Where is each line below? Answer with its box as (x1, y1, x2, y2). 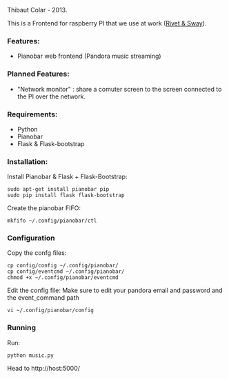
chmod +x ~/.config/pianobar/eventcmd (7, 274, 119, 281)
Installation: (7, 156, 48, 166)
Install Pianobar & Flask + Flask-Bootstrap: (7, 172, 128, 181)
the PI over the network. (17, 92, 86, 101)
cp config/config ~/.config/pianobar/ (7, 262, 119, 269)
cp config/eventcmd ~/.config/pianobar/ (7, 268, 126, 275)
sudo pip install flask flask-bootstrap (7, 192, 126, 199)
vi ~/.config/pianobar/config (7, 307, 94, 314)
